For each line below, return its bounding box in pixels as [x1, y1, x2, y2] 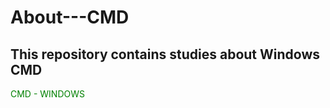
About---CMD [10, 6, 130, 29]
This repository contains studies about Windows [10, 46, 321, 63]
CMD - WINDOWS [10, 88, 85, 100]
